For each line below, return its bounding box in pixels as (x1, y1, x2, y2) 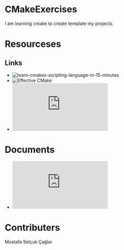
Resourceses (5, 38, 61, 50)
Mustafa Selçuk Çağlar (5, 238, 53, 245)
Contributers (5, 222, 60, 234)
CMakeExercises (5, 4, 77, 15)
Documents (5, 144, 55, 156)
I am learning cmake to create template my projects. (5, 20, 114, 26)
